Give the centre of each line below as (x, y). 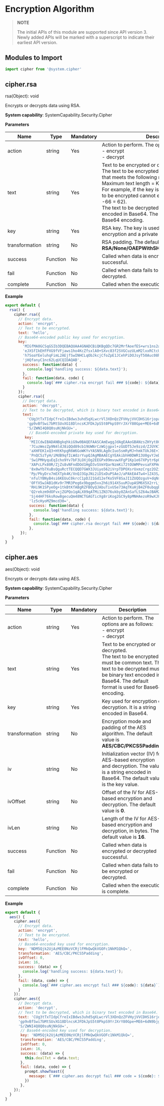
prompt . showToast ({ (44, 1072)
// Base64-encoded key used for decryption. (66, 1031)
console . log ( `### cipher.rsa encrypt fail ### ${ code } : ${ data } (93, 383)
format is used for (122, 687)
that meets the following (129, 177)
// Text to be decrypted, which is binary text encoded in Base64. (88, 1012)
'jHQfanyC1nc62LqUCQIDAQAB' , (52, 360)
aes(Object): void (22, 569)
